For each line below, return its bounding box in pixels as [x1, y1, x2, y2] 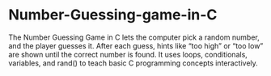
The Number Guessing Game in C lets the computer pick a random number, [8, 32, 260, 42]
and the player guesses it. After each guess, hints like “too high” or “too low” [8, 40, 264, 50]
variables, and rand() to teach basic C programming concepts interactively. [8, 58, 259, 68]
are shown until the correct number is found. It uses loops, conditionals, [8, 49, 248, 59]
